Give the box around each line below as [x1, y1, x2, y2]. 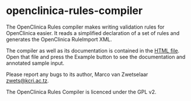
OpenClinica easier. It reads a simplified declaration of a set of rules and [6, 29, 180, 36]
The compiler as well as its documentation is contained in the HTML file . [6, 47, 180, 54]
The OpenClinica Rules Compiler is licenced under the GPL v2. [6, 88, 157, 95]
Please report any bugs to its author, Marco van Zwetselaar [6, 71, 148, 78]
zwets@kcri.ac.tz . [6, 77, 49, 84]
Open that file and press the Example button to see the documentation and [6, 53, 186, 60]
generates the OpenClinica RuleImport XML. [6, 36, 112, 43]
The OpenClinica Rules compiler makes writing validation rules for [6, 23, 165, 30]
